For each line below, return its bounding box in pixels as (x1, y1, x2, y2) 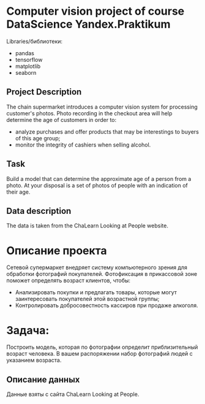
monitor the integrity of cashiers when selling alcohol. (15, 141, 151, 148)
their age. (6, 188, 31, 196)
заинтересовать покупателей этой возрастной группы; (15, 295, 160, 303)
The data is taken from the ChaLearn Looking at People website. (6, 222, 168, 229)
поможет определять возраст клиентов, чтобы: (6, 277, 130, 284)
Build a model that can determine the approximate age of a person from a (6, 175, 192, 182)
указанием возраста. (6, 357, 62, 364)
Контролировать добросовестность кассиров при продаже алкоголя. (15, 302, 198, 309)
